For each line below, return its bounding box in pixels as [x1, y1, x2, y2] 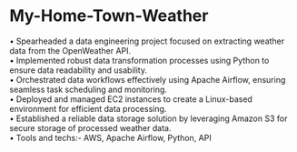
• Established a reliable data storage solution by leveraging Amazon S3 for [9, 113, 288, 124]
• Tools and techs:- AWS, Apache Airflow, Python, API [9, 132, 212, 143]
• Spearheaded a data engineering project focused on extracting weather [9, 35, 285, 46]
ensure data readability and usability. [9, 65, 148, 76]
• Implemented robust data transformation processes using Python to [9, 55, 270, 66]
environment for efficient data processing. [9, 103, 167, 114]
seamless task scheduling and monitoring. [9, 84, 168, 95]
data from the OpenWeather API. [9, 45, 132, 56]
